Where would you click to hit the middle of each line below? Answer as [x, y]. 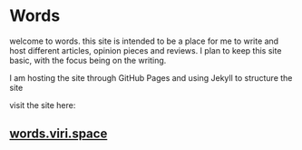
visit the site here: [43, 105]
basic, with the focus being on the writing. [88, 60]
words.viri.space [58, 134]
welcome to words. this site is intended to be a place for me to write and [144, 41]
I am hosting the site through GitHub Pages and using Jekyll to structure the [151, 77]
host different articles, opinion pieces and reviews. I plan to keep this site [146, 50]
